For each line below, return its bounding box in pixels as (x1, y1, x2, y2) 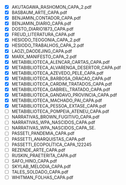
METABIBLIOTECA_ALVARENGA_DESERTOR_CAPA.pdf (11, 64, 121, 70)
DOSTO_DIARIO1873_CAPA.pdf (11, 26, 74, 32)
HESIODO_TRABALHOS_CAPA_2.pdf (11, 42, 84, 48)
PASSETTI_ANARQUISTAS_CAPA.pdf (11, 136, 86, 142)
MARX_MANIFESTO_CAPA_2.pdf (11, 54, 77, 59)
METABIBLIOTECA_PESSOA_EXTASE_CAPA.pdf (11, 103, 107, 109)
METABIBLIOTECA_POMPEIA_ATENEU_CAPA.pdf (11, 109, 109, 114)
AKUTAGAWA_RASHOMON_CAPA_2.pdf (11, 4, 92, 10)
